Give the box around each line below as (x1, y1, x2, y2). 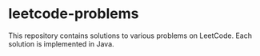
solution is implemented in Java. (8, 39, 114, 48)
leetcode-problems (8, 5, 139, 23)
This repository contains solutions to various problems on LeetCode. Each (8, 31, 252, 40)
